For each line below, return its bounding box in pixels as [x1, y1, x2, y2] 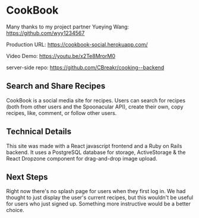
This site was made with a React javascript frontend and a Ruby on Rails [6, 142, 182, 149]
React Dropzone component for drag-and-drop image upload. [6, 155, 157, 162]
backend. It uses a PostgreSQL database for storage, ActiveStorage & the [6, 149, 186, 156]
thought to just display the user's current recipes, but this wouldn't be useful [6, 194, 194, 201]
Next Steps [6, 172, 48, 182]
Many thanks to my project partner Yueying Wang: [6, 23, 129, 30]
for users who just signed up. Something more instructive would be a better [6, 200, 191, 207]
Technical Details [6, 127, 72, 137]
